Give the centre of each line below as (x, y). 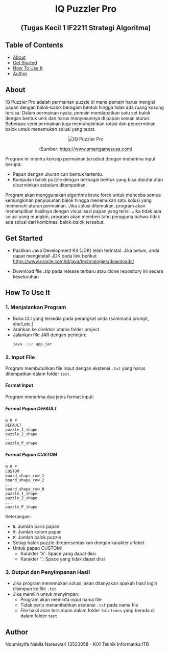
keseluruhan (26, 277)
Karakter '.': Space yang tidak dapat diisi (63, 559)
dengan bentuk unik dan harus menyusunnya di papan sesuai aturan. (78, 119)
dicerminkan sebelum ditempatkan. (50, 185)
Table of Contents (34, 45)
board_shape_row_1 (25, 476)
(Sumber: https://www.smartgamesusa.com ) (86, 149)
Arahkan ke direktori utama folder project (56, 329)
